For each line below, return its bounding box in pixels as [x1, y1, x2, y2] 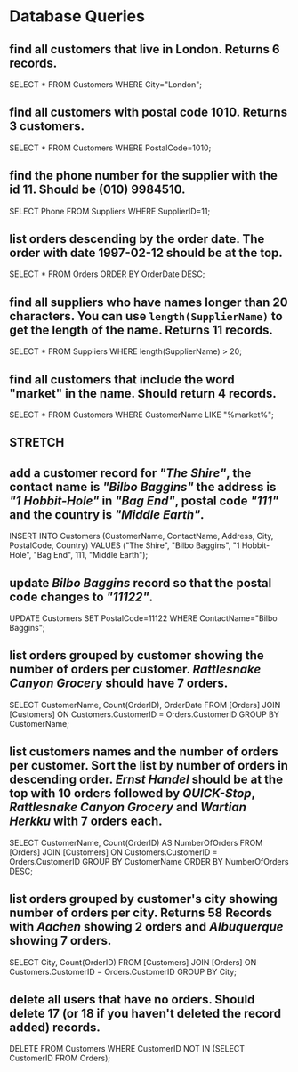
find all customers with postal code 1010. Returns [9, 105, 287, 120]
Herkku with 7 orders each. [9, 814, 163, 829]
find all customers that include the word [9, 372, 235, 387]
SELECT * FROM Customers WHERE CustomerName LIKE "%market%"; [9, 409, 274, 420]
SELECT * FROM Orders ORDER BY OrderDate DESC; [9, 269, 205, 279]
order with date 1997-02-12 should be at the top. [9, 246, 283, 261]
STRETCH [9, 435, 65, 450]
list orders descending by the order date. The [9, 231, 265, 246]
